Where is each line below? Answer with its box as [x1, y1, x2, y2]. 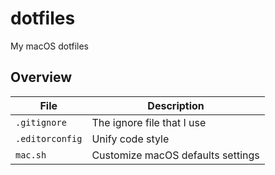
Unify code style [91, 132, 170, 146]
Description [147, 98, 205, 112]
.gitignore [15, 117, 67, 128]
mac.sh [15, 149, 47, 161]
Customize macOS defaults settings [91, 148, 260, 162]
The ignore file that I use [91, 115, 207, 129]
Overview [10, 69, 73, 86]
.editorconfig [15, 133, 83, 144]
